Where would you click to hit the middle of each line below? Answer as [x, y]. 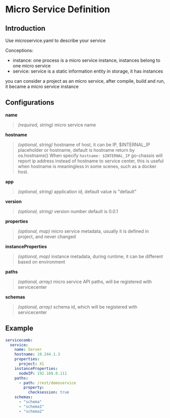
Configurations [30, 102]
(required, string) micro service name [57, 125]
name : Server [28, 350]
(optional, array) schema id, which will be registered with [77, 307]
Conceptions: [19, 50]
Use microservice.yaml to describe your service [55, 40]
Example [19, 328]
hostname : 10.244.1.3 [37, 354]
